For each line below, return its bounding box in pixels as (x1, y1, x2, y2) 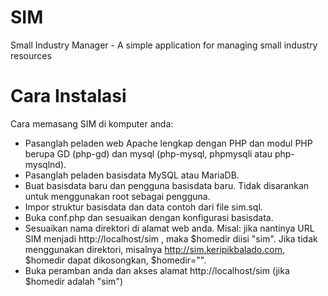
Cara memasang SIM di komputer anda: (10, 117, 174, 130)
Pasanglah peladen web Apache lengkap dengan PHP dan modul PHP (24, 137, 313, 149)
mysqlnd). (24, 158, 67, 170)
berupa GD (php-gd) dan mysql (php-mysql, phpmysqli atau (24, 147, 273, 160)
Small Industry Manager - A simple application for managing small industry (10, 39, 318, 51)
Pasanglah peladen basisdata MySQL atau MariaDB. (24, 169, 240, 181)
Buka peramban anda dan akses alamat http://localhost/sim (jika (24, 264, 290, 276)
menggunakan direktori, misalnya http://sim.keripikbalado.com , (24, 243, 285, 255)
